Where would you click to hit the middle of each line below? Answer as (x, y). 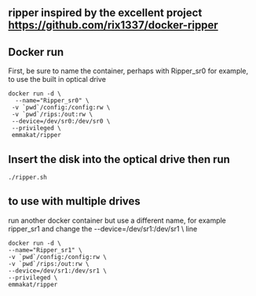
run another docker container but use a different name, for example (117, 220)
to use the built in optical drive (57, 80)
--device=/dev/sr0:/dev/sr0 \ (61, 121)
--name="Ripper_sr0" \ (52, 101)
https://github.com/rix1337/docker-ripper (113, 26)
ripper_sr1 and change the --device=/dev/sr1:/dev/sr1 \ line (103, 228)
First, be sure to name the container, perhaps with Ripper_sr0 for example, (128, 71)
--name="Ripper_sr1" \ (45, 250)
